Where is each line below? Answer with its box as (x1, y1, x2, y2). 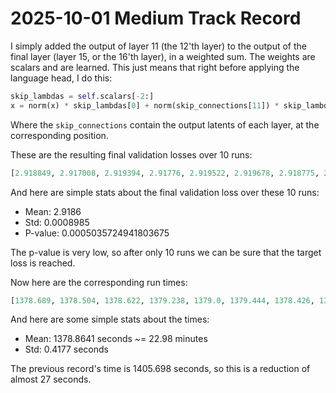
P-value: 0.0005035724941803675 (24, 227, 170, 239)
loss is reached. (10, 257, 76, 269)
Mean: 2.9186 (24, 205, 82, 217)
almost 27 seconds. (10, 373, 92, 386)
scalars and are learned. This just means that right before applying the (10, 61, 300, 73)
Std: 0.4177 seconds (24, 343, 109, 356)
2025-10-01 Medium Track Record (10, 7, 302, 30)
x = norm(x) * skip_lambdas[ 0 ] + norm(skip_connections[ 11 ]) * (10, 100, 280, 111)
